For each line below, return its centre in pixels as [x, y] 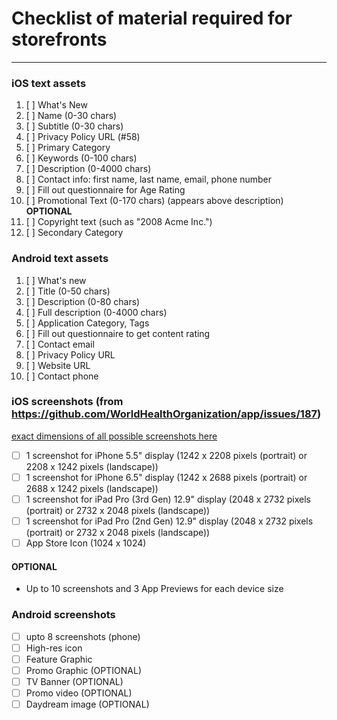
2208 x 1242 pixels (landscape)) [92, 466]
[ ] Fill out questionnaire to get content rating [118, 333]
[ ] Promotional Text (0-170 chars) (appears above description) [154, 201]
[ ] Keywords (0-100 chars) [81, 158]
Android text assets [60, 259]
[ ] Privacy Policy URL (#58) [83, 137]
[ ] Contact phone [62, 376]
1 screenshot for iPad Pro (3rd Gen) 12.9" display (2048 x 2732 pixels [168, 499]
